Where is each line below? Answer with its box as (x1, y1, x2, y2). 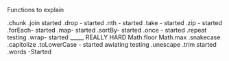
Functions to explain (7, 6, 64, 14)
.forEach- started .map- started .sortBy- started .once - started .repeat (7, 26, 207, 34)
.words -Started (7, 47, 52, 56)
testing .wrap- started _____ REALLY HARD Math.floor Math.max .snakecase (7, 33, 221, 41)
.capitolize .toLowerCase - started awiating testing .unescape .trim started (7, 41, 217, 48)
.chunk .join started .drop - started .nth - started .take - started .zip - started (7, 19, 223, 26)
